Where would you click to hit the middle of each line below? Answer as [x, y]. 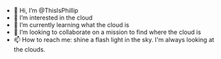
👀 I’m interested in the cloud [53, 18]
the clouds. [29, 50]
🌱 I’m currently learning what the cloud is [71, 25]
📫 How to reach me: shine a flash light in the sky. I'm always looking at [114, 40]
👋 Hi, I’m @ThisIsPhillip [46, 11]
